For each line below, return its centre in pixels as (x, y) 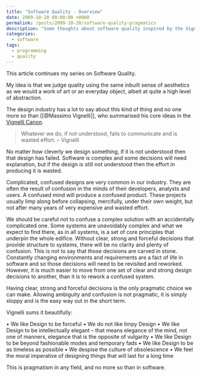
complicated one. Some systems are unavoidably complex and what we (95, 226)
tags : (13, 45)
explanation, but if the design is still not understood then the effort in (91, 164)
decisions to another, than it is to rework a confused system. (81, 276)
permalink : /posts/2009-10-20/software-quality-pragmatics (81, 23)
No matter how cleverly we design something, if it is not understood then (96, 151)
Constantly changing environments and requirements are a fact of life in (95, 257)
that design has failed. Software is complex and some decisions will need (96, 158)
